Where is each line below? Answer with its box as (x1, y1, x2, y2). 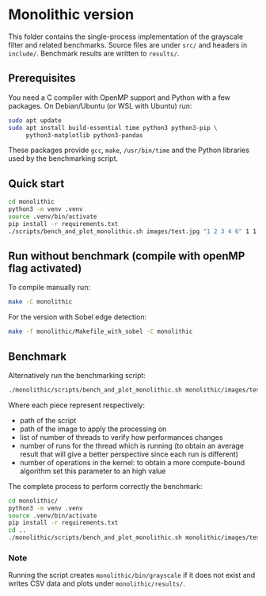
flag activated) (8, 262, 82, 275)
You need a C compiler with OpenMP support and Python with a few (8, 93, 231, 102)
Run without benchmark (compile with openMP (8, 249, 245, 262)
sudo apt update (8, 117, 62, 124)
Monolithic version (8, 6, 135, 24)
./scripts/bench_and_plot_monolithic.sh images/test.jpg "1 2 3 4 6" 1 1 (8, 227, 257, 235)
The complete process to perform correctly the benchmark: (8, 481, 203, 491)
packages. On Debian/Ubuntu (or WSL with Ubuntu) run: (8, 101, 192, 110)
